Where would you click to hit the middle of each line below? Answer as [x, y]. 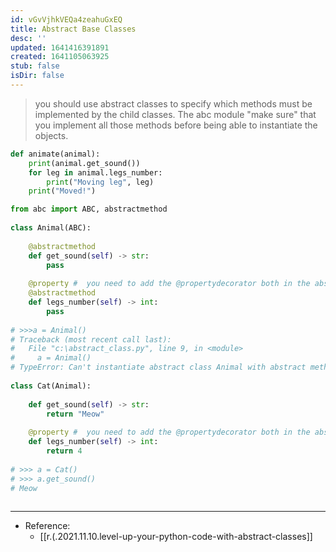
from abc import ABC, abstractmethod [89, 209]
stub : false [35, 66]
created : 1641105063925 [60, 57]
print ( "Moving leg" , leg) [100, 182]
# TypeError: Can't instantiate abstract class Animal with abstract [158, 367]
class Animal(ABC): [51, 228]
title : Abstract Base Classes [73, 29]
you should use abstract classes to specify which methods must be [173, 103]
